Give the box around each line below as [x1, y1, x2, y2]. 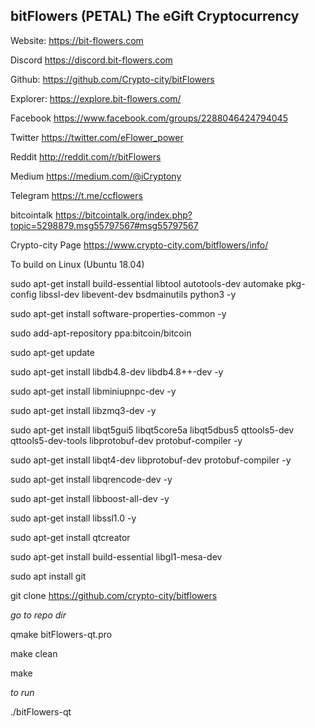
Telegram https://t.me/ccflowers [10, 189, 143, 201]
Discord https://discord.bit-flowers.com [10, 54, 173, 66]
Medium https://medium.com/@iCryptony [10, 170, 182, 182]
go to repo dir [10, 609, 67, 621]
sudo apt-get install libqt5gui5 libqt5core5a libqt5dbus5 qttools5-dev [10, 424, 295, 436]
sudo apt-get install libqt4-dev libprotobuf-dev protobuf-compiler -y [10, 454, 292, 466]
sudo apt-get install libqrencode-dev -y [10, 473, 173, 485]
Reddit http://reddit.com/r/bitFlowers [10, 150, 162, 163]
